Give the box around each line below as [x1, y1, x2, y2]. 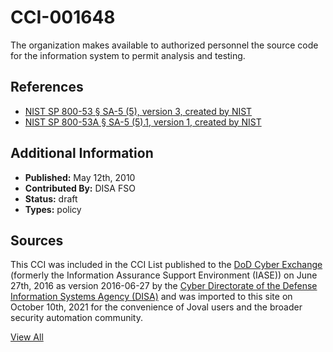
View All [10, 331, 44, 343]
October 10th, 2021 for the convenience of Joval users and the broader [10, 301, 303, 313]
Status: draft [24, 192, 78, 205]
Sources [10, 232, 64, 249]
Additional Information [10, 145, 154, 162]
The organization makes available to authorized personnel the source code [10, 39, 319, 51]
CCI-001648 [10, 6, 116, 29]
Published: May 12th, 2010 [24, 171, 136, 183]
